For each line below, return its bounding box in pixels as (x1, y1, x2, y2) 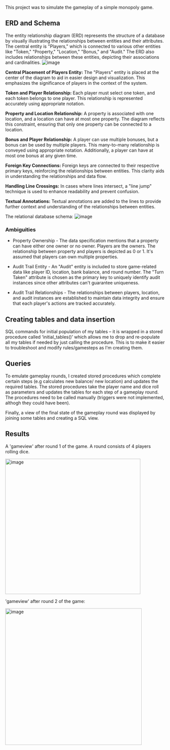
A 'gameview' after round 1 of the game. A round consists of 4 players (5, 443, 151, 449)
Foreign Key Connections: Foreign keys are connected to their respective (5, 162, 159, 168)
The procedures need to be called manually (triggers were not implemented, (5, 394, 164, 400)
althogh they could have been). (5, 400, 70, 406)
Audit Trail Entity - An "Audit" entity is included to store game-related (12, 264, 157, 270)
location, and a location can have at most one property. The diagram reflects (5, 116, 165, 122)
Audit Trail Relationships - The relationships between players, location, (12, 290, 160, 296)
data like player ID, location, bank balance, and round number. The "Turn (12, 269, 164, 275)
